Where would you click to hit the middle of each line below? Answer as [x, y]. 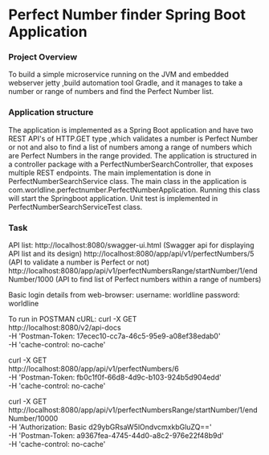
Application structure [51, 113]
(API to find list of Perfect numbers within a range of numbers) [158, 280]
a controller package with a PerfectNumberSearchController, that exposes [131, 164]
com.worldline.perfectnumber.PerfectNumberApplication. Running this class [134, 190]
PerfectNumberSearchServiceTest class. [75, 207]
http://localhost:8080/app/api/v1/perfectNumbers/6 [94, 369]
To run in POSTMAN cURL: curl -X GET [73, 319]
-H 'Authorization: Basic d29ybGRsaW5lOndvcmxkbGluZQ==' [110, 427]
